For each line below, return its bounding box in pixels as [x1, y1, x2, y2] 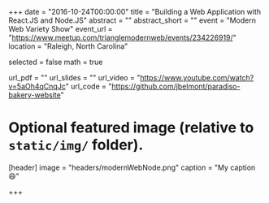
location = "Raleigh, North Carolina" [8, 41, 128, 51]
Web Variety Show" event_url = [8, 24, 113, 33]
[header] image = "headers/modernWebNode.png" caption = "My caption [8, 162, 256, 172]
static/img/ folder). [8, 136, 144, 154]
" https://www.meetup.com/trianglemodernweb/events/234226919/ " [8, 32, 237, 42]
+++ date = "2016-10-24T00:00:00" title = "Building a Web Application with [8, 7, 262, 16]
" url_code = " [65, 81, 112, 91]
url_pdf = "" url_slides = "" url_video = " [8, 73, 141, 82]
